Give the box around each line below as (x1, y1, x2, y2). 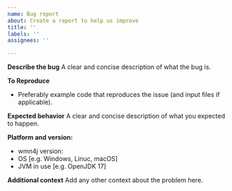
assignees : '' (7, 37, 50, 44)
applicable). (17, 98, 53, 107)
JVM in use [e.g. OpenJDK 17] (17, 162, 106, 171)
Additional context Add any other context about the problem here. (7, 176, 203, 185)
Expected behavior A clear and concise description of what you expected (7, 112, 226, 120)
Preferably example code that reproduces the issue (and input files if (17, 91, 220, 99)
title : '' (7, 24, 37, 31)
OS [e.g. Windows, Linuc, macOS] (17, 155, 118, 163)
